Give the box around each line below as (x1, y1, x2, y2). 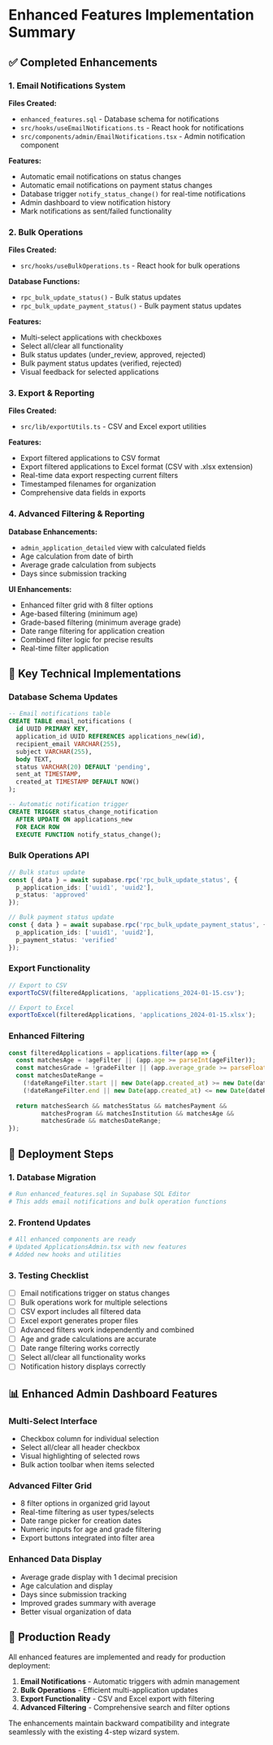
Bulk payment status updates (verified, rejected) (19, 358, 182, 368)
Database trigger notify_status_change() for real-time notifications (19, 189, 246, 199)
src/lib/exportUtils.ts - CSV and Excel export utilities (19, 422, 207, 432)
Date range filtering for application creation (19, 625, 165, 636)
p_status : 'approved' (15, 891, 89, 899)
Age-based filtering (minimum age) (19, 608, 138, 618)
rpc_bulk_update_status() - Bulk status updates (19, 292, 181, 302)
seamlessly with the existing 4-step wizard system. (8, 1726, 180, 1736)
